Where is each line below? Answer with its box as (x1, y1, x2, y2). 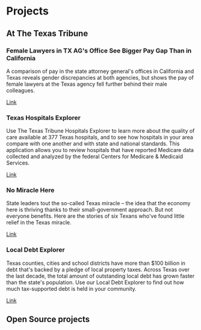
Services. (6, 159, 30, 167)
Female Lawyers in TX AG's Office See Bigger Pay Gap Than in (6, 46, 192, 55)
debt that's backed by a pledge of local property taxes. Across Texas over (6, 265, 190, 273)
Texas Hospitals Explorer (6, 113, 81, 122)
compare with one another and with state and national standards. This (6, 140, 180, 147)
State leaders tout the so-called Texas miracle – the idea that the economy (6, 200, 191, 207)
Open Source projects (6, 314, 90, 325)
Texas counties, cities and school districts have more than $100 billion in (6, 259, 185, 267)
